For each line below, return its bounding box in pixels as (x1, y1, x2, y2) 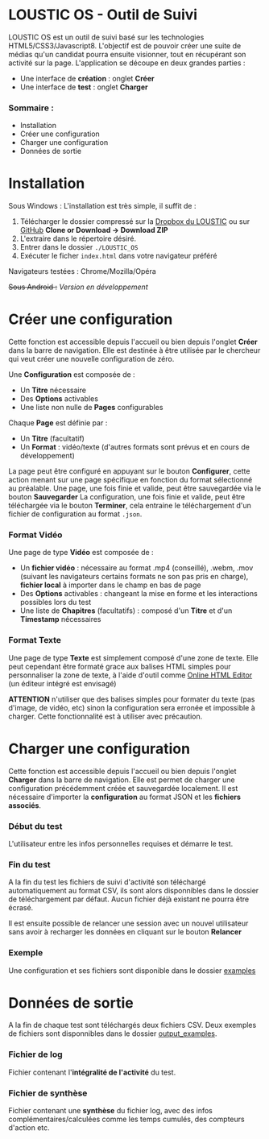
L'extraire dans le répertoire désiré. (19, 234, 137, 243)
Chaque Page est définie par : (8, 418, 108, 428)
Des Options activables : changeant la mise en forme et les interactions (19, 589, 258, 598)
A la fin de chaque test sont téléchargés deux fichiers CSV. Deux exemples (8, 1021, 257, 1030)
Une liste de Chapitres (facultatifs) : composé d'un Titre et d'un (19, 606, 233, 615)
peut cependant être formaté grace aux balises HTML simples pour (8, 661, 231, 671)
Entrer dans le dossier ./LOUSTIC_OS (19, 242, 139, 252)
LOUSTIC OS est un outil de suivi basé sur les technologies (8, 32, 205, 42)
